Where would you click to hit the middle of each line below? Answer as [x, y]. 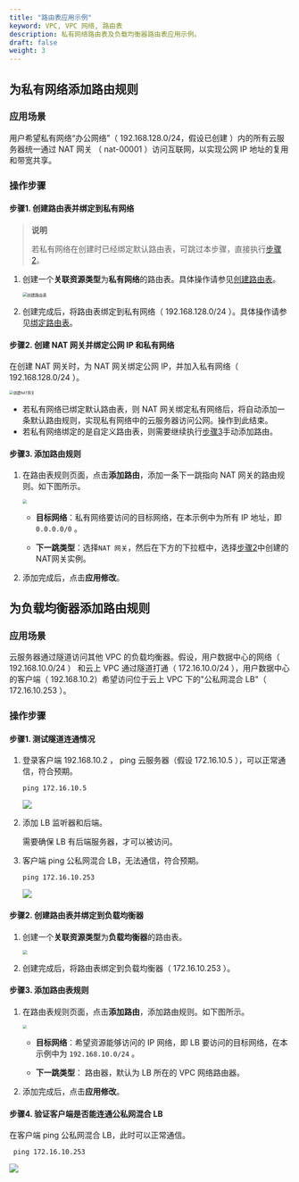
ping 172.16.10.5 [54, 788]
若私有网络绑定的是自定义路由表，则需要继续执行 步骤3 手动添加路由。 [150, 432]
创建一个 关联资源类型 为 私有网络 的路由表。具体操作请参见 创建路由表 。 [151, 279]
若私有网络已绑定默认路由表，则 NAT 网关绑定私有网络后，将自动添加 [149, 409]
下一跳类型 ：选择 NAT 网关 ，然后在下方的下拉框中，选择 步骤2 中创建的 [162, 547]
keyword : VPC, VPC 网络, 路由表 [66, 26]
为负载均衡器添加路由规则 [79, 608]
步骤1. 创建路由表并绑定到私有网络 [72, 208]
